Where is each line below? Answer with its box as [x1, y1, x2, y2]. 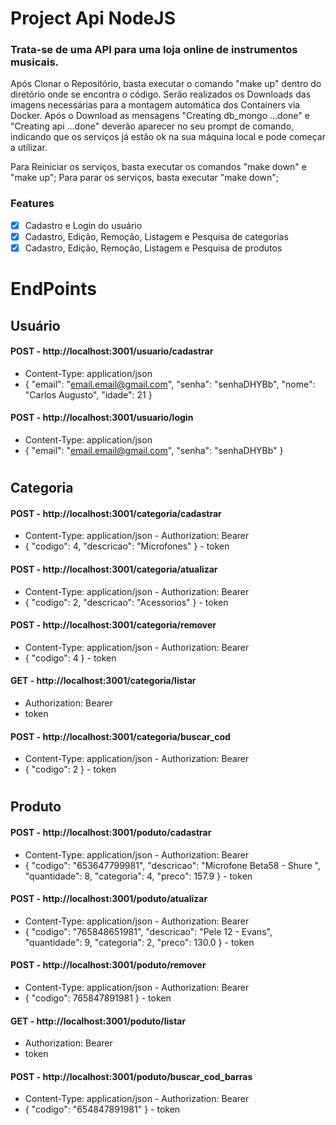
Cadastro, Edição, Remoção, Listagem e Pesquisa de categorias [24, 230, 289, 242]
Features [10, 197, 55, 211]
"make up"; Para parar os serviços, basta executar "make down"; [10, 172, 280, 184]
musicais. [10, 55, 60, 69]
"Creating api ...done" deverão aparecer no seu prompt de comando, [10, 120, 295, 132]
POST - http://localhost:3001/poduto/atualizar [10, 893, 208, 905]
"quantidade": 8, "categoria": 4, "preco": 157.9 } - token [24, 870, 253, 882]
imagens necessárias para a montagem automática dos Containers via [10, 99, 301, 111]
